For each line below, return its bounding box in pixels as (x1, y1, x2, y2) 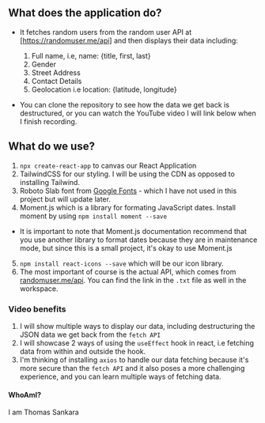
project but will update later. (19, 194, 111, 204)
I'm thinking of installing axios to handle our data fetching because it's (19, 355, 249, 364)
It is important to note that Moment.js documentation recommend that (19, 226, 248, 236)
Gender (31, 59, 57, 69)
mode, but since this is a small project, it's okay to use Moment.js (19, 243, 233, 252)
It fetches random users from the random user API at (19, 27, 192, 36)
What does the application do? (8, 6, 162, 20)
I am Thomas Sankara (8, 407, 79, 417)
